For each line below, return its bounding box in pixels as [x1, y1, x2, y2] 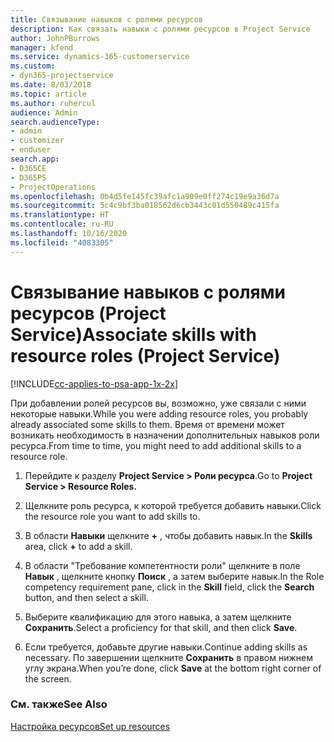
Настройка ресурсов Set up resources [10, 720, 171, 732]
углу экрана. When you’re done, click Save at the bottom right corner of [24, 662, 322, 674]
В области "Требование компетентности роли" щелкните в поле [24, 559, 301, 571]
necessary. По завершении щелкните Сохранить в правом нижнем [24, 651, 313, 663]
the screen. [24, 672, 72, 685]
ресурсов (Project [10, 302, 167, 325]
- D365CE [10, 163, 47, 173]
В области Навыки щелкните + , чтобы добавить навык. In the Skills [24, 529, 313, 541]
